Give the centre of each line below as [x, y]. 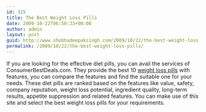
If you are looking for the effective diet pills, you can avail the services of [98, 63]
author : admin [25, 29]
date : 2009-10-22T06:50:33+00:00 [49, 23]
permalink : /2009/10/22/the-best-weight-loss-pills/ [75, 47]
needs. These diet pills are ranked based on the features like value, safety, [100, 83]
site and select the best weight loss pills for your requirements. [86, 102]
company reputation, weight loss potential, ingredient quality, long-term [97, 89]
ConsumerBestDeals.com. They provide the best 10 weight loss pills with [98, 70]
